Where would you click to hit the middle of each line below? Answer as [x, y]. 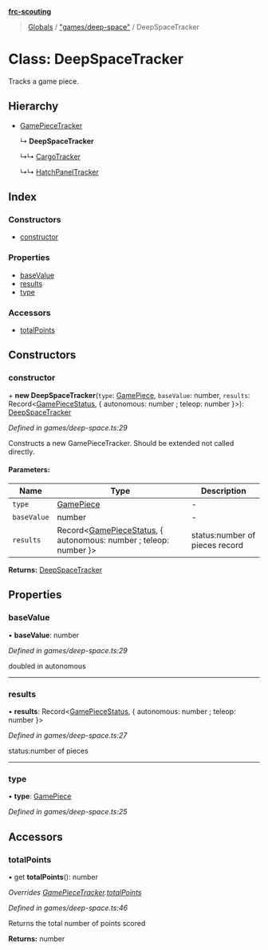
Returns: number [37, 938]
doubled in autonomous [47, 666]
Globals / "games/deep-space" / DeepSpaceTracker [113, 27]
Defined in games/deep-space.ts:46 [68, 908]
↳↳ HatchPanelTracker [59, 171]
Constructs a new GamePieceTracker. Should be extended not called [121, 443]
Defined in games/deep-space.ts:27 [68, 735]
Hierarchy [33, 106]
